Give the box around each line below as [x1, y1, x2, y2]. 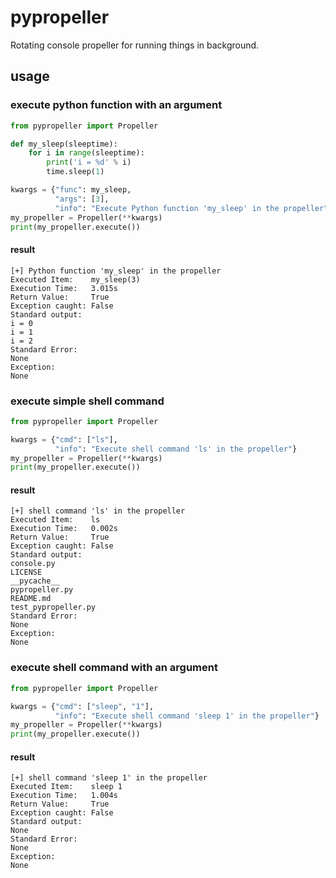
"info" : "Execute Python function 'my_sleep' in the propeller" [54, 203, 329, 213]
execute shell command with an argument [10, 661, 218, 675]
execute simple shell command [10, 394, 165, 408]
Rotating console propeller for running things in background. [10, 39, 260, 51]
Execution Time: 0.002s [10, 524, 118, 534]
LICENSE [10, 567, 43, 578]
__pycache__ [10, 576, 60, 586]
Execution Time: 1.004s [10, 791, 118, 801]
